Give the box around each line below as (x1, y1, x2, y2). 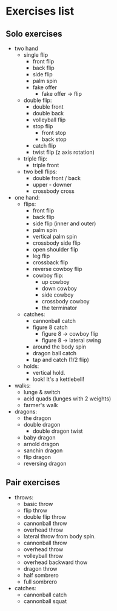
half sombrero (23, 571, 59, 579)
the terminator (41, 304, 78, 311)
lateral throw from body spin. (23, 532, 96, 540)
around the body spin (32, 343, 86, 350)
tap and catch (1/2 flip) (32, 356, 89, 363)
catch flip (32, 142, 56, 149)
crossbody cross (32, 187, 75, 195)
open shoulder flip (32, 246, 78, 253)
